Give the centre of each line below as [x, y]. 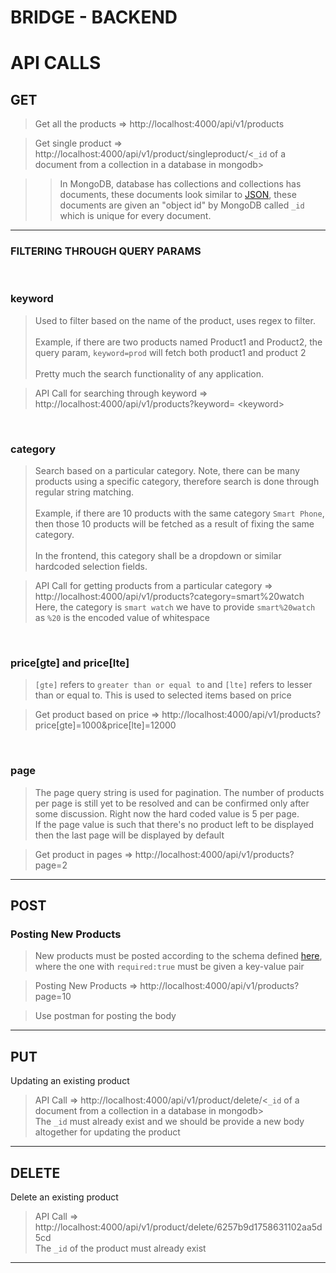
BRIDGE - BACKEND [94, 17]
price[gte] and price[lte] [70, 663]
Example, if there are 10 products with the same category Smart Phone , [179, 513]
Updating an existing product [70, 1081]
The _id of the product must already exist [120, 1248]
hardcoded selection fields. [91, 567]
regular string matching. [84, 492]
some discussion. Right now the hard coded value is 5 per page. [167, 813]
